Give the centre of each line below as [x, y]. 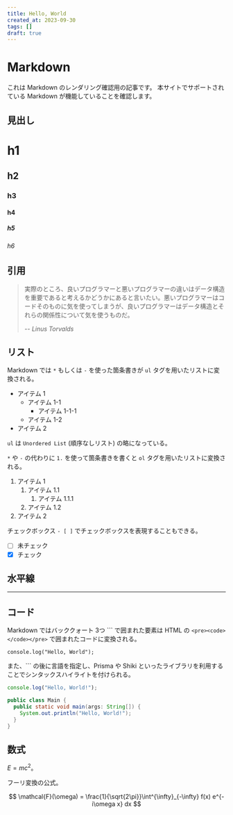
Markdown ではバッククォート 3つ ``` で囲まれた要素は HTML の [99, 630]
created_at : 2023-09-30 [42, 20]
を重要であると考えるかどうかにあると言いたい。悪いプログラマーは [121, 297]
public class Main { [37, 700]
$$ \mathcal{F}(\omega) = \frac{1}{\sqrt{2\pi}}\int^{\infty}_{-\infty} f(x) [110, 796]
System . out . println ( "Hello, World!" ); [76, 713]
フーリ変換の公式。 [35, 782]
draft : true [24, 33]
